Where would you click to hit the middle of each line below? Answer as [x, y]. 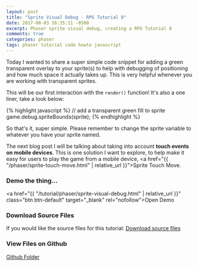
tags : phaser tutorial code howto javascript [64, 45]
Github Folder [23, 256]
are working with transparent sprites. [52, 81]
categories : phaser [30, 39]
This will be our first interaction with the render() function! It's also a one [96, 92]
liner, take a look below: [35, 98]
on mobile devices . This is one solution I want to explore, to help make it [95, 152]
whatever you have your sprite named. [53, 134]
